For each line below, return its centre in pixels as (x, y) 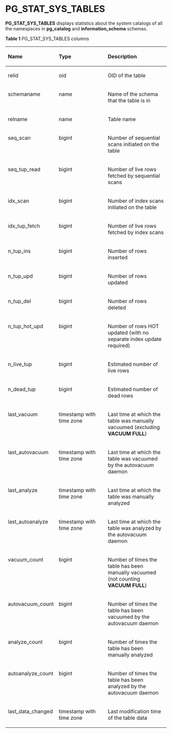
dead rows (121, 396)
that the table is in (129, 100)
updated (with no (128, 332)
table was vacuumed (133, 458)
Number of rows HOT (133, 326)
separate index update (135, 339)
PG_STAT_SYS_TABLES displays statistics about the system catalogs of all (84, 23)
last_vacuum (23, 414)
